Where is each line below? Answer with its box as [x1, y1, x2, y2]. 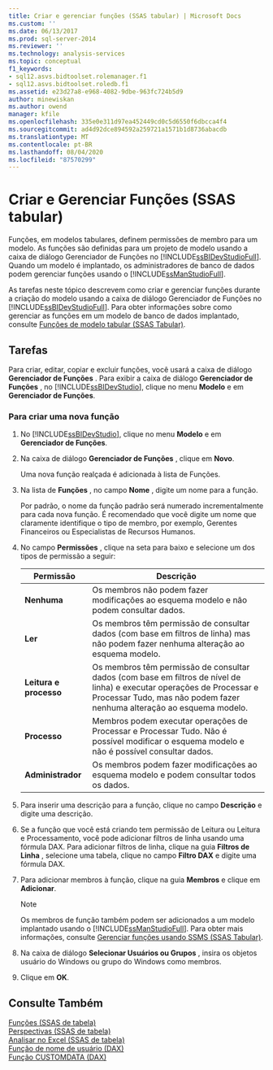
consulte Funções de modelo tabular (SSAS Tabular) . [8, 320, 186, 329]
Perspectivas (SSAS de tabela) [8, 1026, 111, 1037]
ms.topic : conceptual [8, 58, 82, 66]
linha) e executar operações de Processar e [92, 682, 259, 694]
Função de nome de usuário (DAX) [8, 1044, 124, 1054]
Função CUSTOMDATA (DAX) [8, 1052, 107, 1062]
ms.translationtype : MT [8, 133, 89, 141]
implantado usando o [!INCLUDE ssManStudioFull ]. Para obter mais [19, 924, 244, 933]
